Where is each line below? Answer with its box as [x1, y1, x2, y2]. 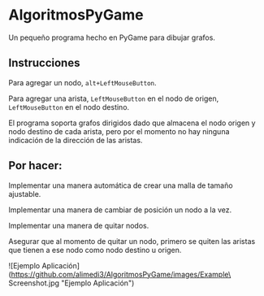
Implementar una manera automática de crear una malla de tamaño [8, 181, 233, 190]
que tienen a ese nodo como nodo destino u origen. [8, 245, 182, 255]
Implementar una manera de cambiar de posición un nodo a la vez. [8, 205, 232, 215]
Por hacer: [8, 159, 63, 172]
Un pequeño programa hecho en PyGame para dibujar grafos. [8, 33, 215, 42]
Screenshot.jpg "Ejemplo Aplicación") [8, 278, 135, 288]
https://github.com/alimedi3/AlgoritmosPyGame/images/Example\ [11, 269, 232, 279]
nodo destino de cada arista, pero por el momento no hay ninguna [8, 126, 230, 136]
